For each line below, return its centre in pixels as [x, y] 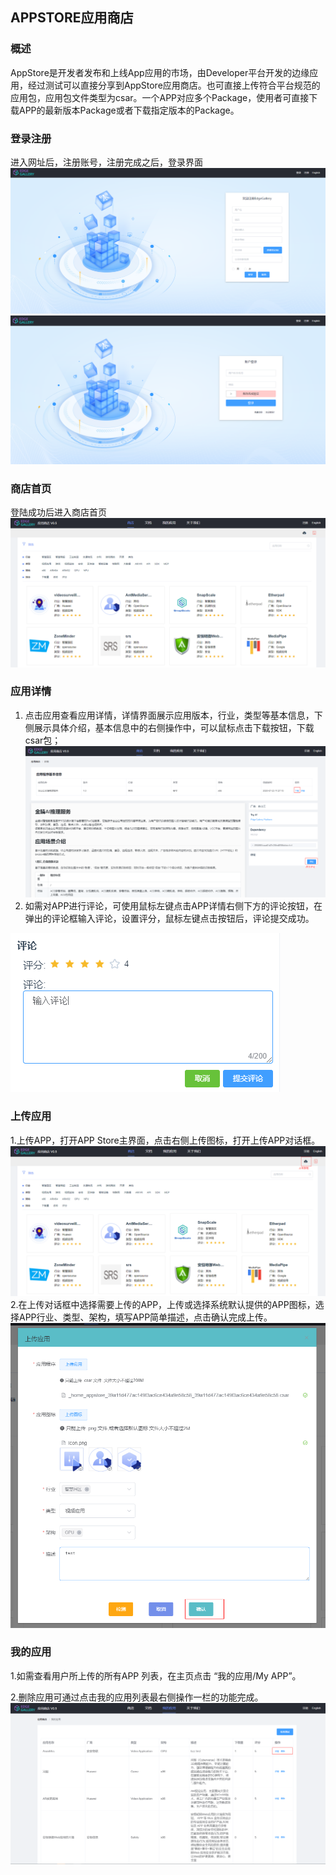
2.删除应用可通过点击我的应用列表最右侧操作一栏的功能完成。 [137, 1697]
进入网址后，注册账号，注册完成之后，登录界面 [106, 162]
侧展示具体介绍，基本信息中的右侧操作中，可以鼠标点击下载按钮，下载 [169, 727]
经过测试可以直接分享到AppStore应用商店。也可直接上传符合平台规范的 [174, 85]
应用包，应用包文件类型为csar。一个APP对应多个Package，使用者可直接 [160, 97]
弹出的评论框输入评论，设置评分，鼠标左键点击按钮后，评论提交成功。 [169, 919]
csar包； [43, 740]
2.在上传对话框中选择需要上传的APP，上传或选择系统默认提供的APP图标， [163, 1304]
